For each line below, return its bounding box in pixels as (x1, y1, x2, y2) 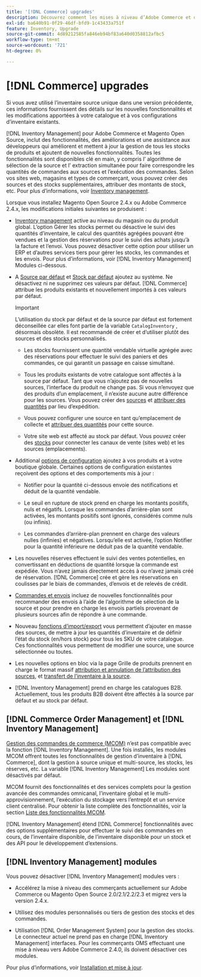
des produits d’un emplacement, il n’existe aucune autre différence (23, 390, 188, 397)
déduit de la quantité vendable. (23, 487, 100, 495)
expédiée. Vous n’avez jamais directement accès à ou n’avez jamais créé (14, 567, 194, 574)
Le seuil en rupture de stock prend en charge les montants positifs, (23, 499, 190, 507)
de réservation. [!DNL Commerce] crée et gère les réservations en (14, 573, 178, 580)
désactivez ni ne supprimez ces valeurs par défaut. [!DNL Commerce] (14, 279, 187, 287)
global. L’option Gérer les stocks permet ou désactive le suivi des (14, 223, 176, 230)
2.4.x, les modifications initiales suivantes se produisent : (6, 205, 147, 212)
